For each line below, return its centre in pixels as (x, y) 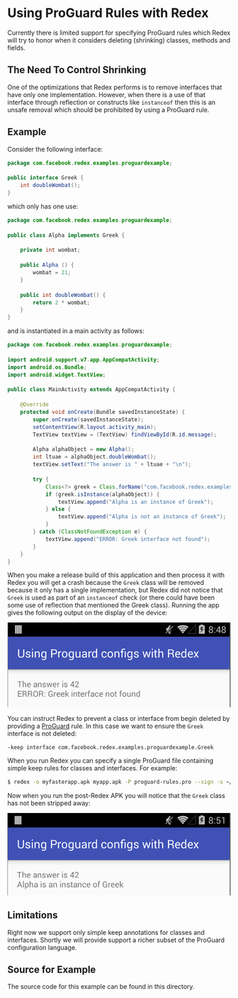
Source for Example (52, 969)
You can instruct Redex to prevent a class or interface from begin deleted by (119, 718)
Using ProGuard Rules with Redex (108, 13)
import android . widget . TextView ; (57, 375)
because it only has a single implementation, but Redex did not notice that (115, 590)
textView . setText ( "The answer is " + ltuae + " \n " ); (112, 465)
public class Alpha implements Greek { (66, 235)
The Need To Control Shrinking (77, 70)
